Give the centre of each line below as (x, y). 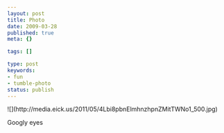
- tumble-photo (29, 83)
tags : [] (20, 52)
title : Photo (26, 20)
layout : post (26, 13)
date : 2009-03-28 (32, 26)
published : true (31, 33)
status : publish (31, 90)
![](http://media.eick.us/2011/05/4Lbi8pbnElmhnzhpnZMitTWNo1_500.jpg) (113, 109)
